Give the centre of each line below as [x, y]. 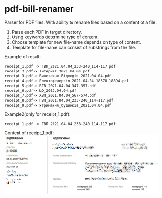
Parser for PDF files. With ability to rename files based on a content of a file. [81, 22]
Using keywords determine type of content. [55, 37]
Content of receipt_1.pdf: [29, 133]
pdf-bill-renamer [39, 9]
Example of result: [23, 56]
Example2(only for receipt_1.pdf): [38, 114]
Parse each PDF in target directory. [47, 32]
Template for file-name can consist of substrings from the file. [74, 47]
